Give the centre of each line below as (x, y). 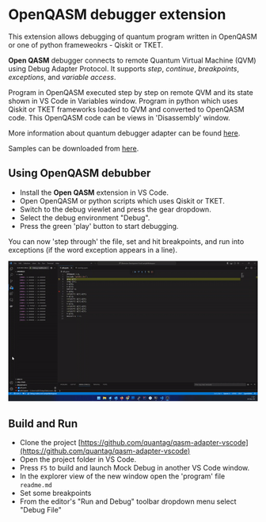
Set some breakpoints (55, 493)
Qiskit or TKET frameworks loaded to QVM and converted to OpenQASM (126, 109)
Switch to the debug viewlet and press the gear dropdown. (115, 209)
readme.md (36, 486)
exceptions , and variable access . (62, 77)
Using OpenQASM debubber (80, 173)
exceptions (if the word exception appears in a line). (93, 250)
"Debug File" (40, 510)
